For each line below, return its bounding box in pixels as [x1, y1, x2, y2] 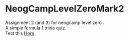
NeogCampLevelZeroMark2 [5, 3, 124, 14]
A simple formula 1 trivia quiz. [5, 24, 67, 30]
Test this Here [5, 30, 34, 36]
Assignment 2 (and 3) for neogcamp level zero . [5, 19, 104, 25]
